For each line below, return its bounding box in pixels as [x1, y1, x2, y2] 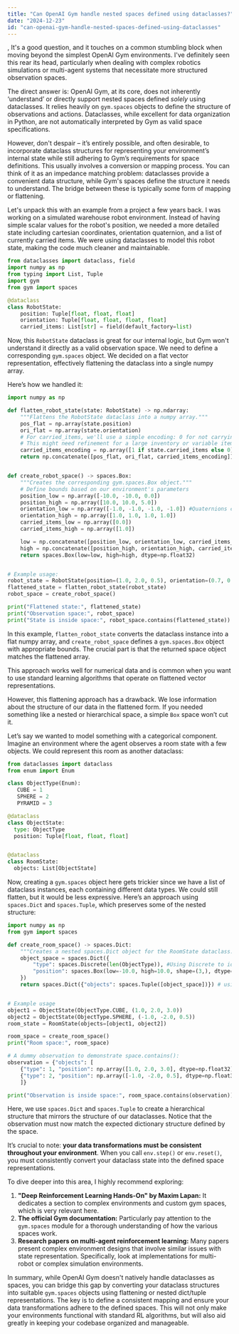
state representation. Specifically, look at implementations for [17, 1252, 198, 1261]
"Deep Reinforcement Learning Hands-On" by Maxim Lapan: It [17, 1191, 207, 1200]
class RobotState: [7, 304, 62, 311]
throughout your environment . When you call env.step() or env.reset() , [7, 1149, 223, 1157]
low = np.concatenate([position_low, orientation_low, [20, 538, 186, 545]
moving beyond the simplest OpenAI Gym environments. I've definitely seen [7, 51, 230, 59]
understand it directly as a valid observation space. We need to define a [7, 343, 218, 353]
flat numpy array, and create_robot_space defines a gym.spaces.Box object [7, 637, 224, 646]
